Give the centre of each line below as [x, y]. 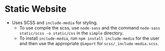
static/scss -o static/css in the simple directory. [71, 33]
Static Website [36, 9]
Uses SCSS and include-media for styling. [55, 23]
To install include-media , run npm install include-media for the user [89, 38]
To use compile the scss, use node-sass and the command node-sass [90, 27]
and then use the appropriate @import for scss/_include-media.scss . [89, 43]
